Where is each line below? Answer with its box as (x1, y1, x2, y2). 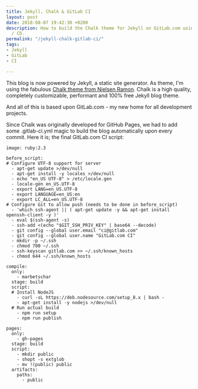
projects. (6, 110, 28, 117)
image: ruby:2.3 (6, 145, 46, 151)
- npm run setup (16, 310, 57, 316)
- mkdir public (16, 351, 54, 357)
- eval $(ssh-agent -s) (11, 217, 70, 223)
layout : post (6, 14, 38, 20)
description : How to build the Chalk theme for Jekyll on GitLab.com (6, 25, 181, 31)
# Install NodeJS (11, 289, 54, 295)
